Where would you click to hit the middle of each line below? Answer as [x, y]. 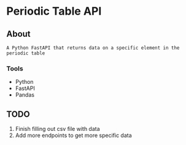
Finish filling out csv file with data [57, 129]
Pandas [25, 95]
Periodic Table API [54, 11]
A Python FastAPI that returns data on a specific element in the [93, 48]
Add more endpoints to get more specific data [73, 135]
